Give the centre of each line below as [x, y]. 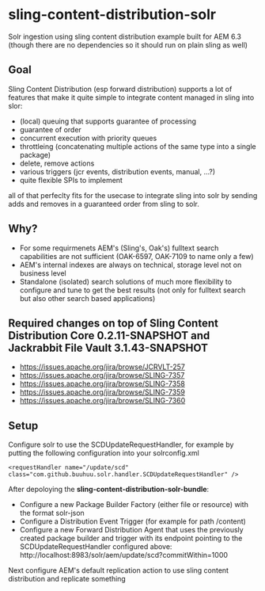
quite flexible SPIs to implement [71, 180]
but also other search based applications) [87, 298]
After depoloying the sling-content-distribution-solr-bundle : [109, 490]
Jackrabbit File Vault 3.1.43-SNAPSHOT [108, 347]
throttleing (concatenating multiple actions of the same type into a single [138, 146]
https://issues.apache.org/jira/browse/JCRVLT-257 [102, 367]
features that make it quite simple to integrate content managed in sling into [131, 97]
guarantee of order [50, 129]
